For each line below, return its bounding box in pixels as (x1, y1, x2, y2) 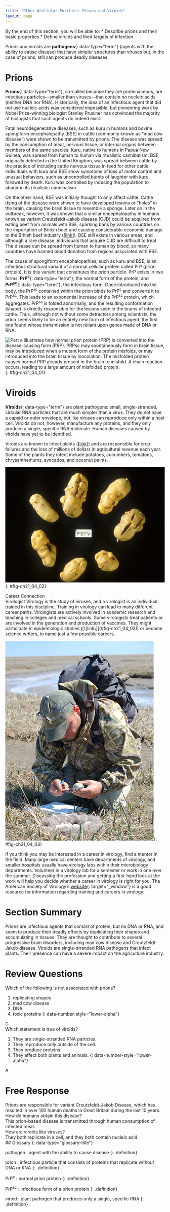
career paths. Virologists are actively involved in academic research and (5, 609, 156, 615)
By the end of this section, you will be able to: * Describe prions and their (5, 28, 158, 34)
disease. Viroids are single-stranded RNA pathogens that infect (19, 945, 151, 951)
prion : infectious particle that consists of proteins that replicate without (5, 1159, 154, 1165)
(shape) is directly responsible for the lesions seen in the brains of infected (5, 305, 161, 311)
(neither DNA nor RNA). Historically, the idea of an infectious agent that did (5, 99, 161, 106)
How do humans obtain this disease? (5, 1113, 82, 1119)
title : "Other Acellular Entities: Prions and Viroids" (5, 8, 125, 13)
